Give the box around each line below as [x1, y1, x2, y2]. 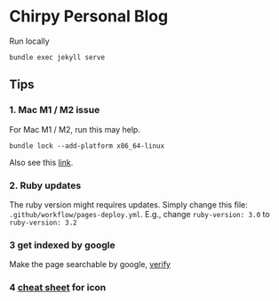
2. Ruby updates [9, 179, 82, 191]
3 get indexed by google [9, 239, 116, 251]
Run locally [9, 36, 50, 46]
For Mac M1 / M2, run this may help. [9, 124, 140, 134]
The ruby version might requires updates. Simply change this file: [9, 199, 249, 210]
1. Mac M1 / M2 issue [9, 104, 100, 117]
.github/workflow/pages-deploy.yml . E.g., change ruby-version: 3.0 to [9, 208, 270, 219]
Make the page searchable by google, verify [9, 259, 171, 270]
